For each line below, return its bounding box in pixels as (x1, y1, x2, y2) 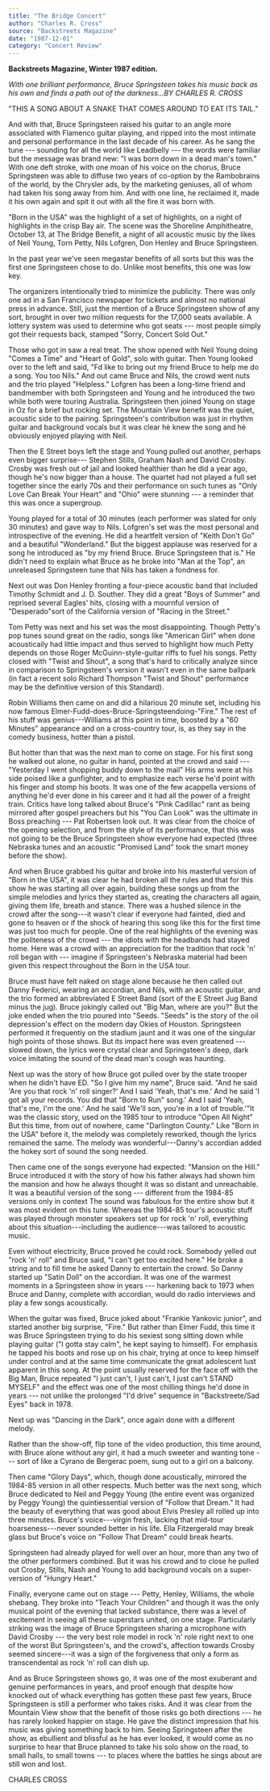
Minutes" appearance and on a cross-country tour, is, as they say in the (8, 724, 247, 733)
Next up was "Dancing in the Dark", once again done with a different (8, 1415, 235, 1425)
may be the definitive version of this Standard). (8, 682, 164, 692)
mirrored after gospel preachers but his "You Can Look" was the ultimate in (8, 808, 258, 818)
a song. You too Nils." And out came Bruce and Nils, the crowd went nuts (8, 371, 251, 380)
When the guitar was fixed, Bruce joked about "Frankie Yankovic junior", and (8, 1314, 262, 1323)
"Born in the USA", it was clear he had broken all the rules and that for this (8, 875, 254, 885)
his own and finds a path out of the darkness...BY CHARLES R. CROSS (8, 88, 243, 98)
